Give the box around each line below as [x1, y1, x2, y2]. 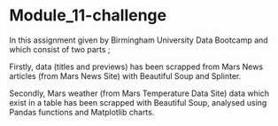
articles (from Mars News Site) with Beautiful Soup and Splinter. [9, 70, 242, 81]
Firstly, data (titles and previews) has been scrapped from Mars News [9, 61, 264, 72]
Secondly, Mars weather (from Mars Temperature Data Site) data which [9, 88, 270, 98]
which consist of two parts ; [9, 43, 111, 54]
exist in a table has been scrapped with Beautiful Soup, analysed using [9, 97, 267, 107]
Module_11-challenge [9, 5, 166, 26]
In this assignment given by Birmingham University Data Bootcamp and [9, 35, 268, 45]
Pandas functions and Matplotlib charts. [9, 106, 155, 117]
